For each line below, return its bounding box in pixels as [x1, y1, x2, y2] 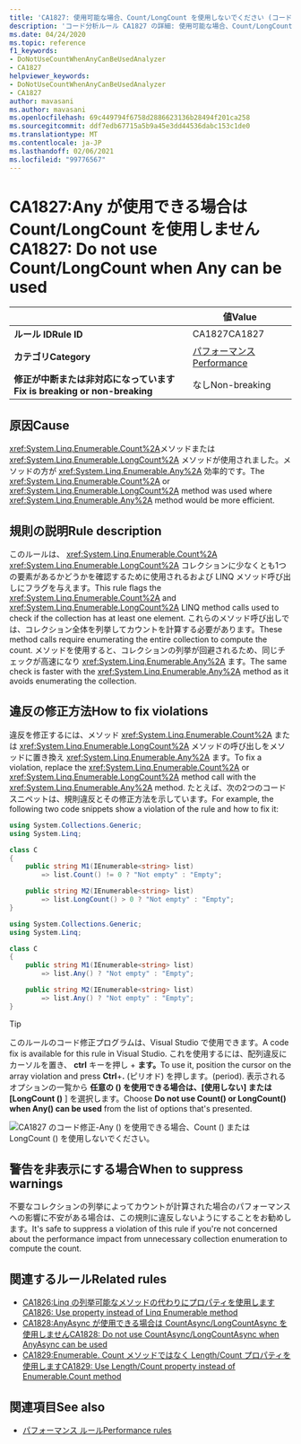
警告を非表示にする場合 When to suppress [9, 1162, 244, 1177]
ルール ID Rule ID [13, 329, 83, 341]
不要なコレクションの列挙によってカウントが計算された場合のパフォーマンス [9, 1201, 291, 1212]
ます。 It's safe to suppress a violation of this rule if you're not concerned [9, 1223, 278, 1235]
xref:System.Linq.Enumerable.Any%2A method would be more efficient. [9, 495, 275, 506]
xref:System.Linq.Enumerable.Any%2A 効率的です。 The [57, 466, 265, 477]
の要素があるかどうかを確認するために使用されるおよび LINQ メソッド [9, 571, 268, 582]
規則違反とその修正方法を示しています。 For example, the [64, 793, 274, 804]
